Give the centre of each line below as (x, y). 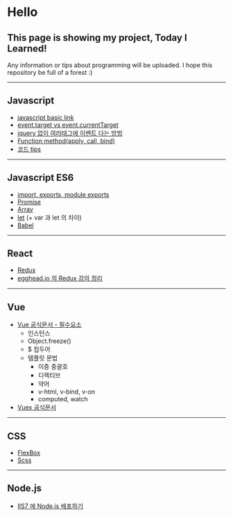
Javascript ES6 (41, 178)
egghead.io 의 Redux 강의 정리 (60, 279)
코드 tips (29, 149)
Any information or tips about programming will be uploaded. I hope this (110, 65)
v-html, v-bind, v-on (67, 392)
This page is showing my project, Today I (97, 38)
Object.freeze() (49, 341)
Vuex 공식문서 (37, 408)
